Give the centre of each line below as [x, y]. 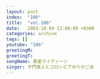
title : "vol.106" [29, 23]
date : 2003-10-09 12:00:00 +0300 [50, 28]
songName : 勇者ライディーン [37, 61]
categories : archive [32, 34]
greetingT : [20, 56]
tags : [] [17, 39]
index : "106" [24, 17]
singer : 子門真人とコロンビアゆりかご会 [50, 67]
